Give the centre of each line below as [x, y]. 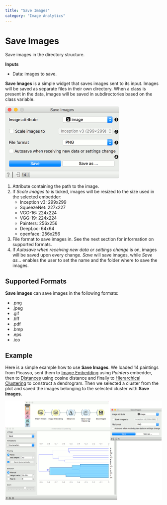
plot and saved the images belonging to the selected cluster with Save [77, 389]
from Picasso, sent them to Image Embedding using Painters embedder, [79, 373]
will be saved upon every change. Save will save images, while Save [82, 255]
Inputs [12, 64]
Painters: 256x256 [39, 223]
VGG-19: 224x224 [38, 218]
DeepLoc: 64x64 [37, 229]
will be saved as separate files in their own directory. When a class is [76, 89]
